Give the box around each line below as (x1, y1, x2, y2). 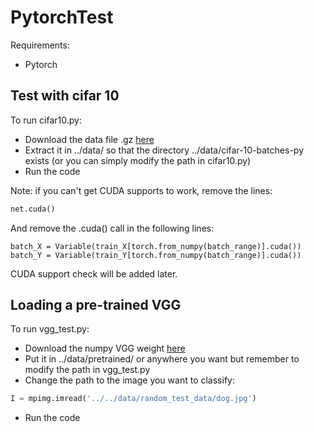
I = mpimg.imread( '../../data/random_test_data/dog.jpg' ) (10, 394, 257, 404)
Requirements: (10, 39, 70, 51)
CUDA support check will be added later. (10, 267, 178, 280)
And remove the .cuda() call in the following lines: (10, 222, 215, 234)
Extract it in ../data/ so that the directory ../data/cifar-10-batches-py (24, 144, 304, 156)
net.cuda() (10, 204, 56, 214)
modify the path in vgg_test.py (24, 364, 151, 376)
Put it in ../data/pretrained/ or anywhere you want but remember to (24, 353, 300, 365)
